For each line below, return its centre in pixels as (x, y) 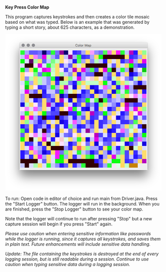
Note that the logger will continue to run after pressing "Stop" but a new (79, 219)
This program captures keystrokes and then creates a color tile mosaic (78, 17)
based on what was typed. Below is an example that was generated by (78, 22)
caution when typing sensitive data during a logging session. (68, 264)
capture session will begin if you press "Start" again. (59, 224)
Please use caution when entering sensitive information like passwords (78, 234)
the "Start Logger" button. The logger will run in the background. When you (83, 204)
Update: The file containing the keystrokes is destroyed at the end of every (82, 254)
